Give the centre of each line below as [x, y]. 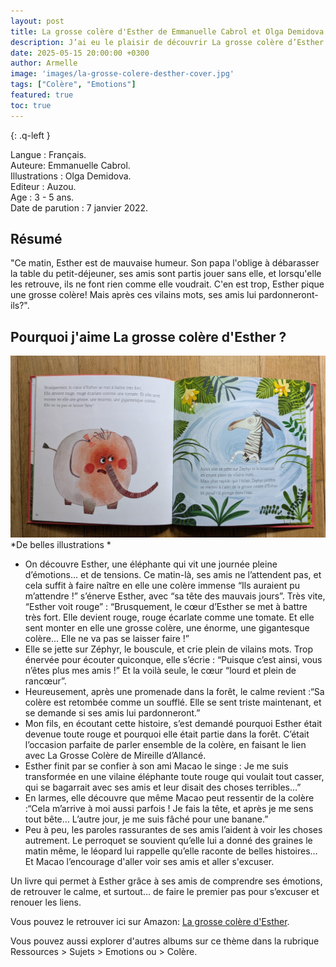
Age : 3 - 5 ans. [42, 197]
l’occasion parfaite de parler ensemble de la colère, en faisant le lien [165, 745]
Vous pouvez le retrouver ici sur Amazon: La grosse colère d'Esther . [150, 922]
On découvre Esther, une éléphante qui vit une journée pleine [151, 564]
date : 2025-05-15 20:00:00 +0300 [80, 53]
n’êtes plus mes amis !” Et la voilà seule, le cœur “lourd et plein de [160, 671]
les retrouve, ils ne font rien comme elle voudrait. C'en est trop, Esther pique [167, 284]
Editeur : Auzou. [43, 186]
